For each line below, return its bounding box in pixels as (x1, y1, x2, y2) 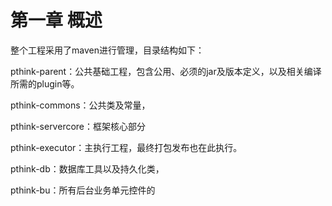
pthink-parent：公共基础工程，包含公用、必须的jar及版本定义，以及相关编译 (10, 65, 322, 77)
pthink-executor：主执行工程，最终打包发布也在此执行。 (10, 141, 243, 153)
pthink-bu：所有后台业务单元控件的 (10, 184, 156, 196)
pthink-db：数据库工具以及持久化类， (10, 162, 165, 175)
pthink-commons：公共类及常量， (10, 99, 151, 111)
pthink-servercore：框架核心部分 (10, 120, 147, 132)
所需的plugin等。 (10, 77, 80, 90)
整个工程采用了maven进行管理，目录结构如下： (10, 44, 205, 56)
